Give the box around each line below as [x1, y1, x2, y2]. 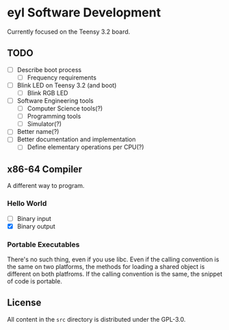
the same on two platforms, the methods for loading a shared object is [7, 262, 205, 270]
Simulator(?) [27, 120, 62, 128]
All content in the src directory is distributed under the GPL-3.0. [7, 315, 186, 323]
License [7, 297, 42, 309]
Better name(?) [16, 128, 59, 136]
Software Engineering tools [16, 97, 94, 104]
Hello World [7, 199, 47, 209]
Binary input [16, 214, 51, 222]
